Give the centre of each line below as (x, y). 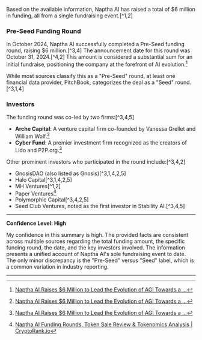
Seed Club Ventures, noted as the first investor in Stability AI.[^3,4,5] (100, 206)
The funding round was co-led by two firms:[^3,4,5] (70, 118)
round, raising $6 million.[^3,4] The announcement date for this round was (98, 50)
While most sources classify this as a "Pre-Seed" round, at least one (91, 76)
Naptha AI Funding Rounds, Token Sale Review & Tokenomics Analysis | (104, 324)
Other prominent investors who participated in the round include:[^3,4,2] (96, 161)
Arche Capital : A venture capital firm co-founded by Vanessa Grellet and (105, 129)
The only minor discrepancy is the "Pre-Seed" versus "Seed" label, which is (100, 260)
